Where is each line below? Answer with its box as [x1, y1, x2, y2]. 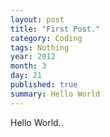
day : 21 [10, 71, 43, 81]
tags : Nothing [10, 42, 70, 53]
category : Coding [10, 33, 83, 43]
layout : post [10, 14, 65, 25]
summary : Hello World [10, 89, 101, 99]
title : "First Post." [10, 24, 101, 34]
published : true [10, 80, 78, 90]
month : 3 [10, 61, 47, 71]
